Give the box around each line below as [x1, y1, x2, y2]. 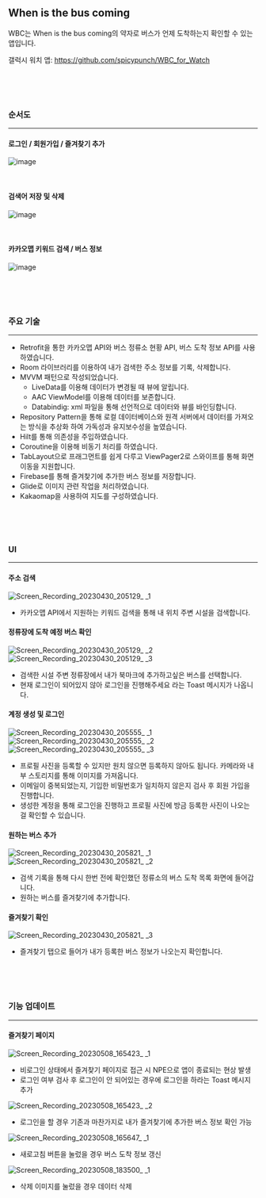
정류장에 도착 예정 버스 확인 [8, 627, 92, 637]
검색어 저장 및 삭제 [8, 191, 65, 201]
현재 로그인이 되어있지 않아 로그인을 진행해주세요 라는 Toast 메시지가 [19, 679, 233, 689]
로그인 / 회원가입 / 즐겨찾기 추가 [8, 139, 105, 148]
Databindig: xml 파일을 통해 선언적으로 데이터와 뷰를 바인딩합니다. [31, 402, 237, 411]
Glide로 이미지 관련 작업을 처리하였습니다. [19, 481, 149, 491]
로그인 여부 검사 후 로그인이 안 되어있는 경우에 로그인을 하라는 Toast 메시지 [19, 1074, 251, 1085]
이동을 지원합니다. [19, 461, 75, 471]
